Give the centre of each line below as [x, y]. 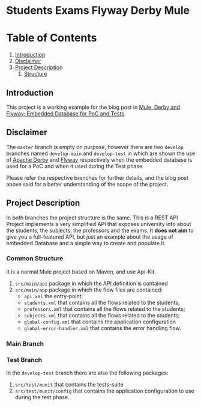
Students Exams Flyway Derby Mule [98, 11]
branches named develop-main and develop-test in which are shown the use [101, 153]
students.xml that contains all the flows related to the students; [102, 302]
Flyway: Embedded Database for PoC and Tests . [66, 113]
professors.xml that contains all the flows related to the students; [104, 309]
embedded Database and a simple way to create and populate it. [86, 243]
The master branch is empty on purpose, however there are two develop [95, 147]
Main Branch [25, 343]
